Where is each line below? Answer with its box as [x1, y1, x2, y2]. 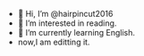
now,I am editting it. [17, 36, 90, 47]
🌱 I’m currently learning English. [17, 28, 136, 37]
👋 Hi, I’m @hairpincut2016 [17, 9, 114, 19]
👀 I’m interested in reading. [17, 18, 117, 28]
